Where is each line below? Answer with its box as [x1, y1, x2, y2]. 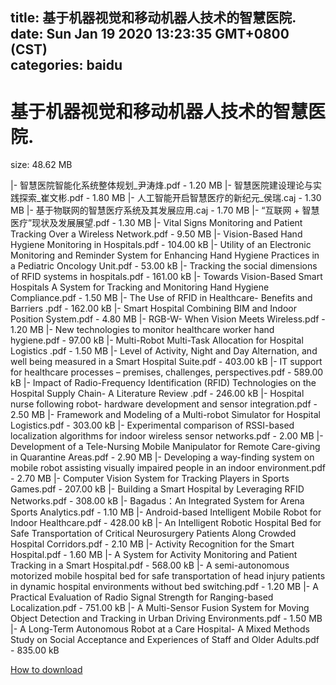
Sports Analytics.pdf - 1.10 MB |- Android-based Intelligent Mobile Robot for [10, 506, 322, 518]
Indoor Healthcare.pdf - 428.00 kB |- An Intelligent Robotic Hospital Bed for [10, 517, 322, 529]
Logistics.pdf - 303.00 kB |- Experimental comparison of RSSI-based [10, 419, 295, 432]
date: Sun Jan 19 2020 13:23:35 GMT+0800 [10, 26, 290, 43]
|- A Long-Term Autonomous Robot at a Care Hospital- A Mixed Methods [10, 623, 310, 635]
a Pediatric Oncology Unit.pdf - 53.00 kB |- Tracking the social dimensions [10, 260, 318, 272]
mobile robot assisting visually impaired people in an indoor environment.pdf [10, 462, 326, 474]
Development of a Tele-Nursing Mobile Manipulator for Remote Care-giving [10, 441, 321, 453]
